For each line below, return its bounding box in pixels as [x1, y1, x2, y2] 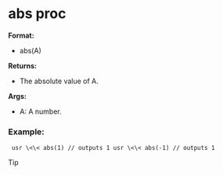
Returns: [8, 60, 38, 71]
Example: [8, 126, 45, 137]
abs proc [8, 5, 67, 23]
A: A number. [19, 107, 62, 116]
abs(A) [19, 46, 41, 55]
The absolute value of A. [19, 76, 99, 86]
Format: [8, 31, 34, 40]
